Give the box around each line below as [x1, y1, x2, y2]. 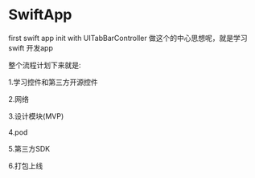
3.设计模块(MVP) [8, 111, 64, 121]
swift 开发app [8, 42, 54, 53]
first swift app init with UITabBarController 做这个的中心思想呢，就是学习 [8, 33, 248, 42]
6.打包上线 [8, 160, 43, 170]
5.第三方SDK [8, 144, 51, 153]
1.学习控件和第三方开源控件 [8, 77, 98, 87]
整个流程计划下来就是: [8, 60, 82, 70]
